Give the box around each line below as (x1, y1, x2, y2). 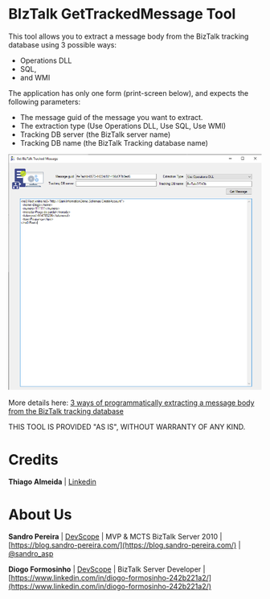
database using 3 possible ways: (8, 39, 117, 49)
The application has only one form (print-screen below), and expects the (8, 88, 249, 97)
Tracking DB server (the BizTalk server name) (19, 130, 171, 139)
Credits (8, 450, 59, 469)
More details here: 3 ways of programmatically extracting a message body (8, 398, 255, 407)
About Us (8, 505, 72, 523)
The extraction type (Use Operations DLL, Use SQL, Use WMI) (19, 121, 227, 130)
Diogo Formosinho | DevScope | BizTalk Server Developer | (8, 564, 206, 574)
